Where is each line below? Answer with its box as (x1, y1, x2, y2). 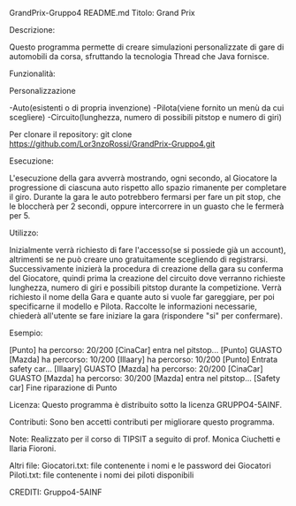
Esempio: (9, 327, 43, 338)
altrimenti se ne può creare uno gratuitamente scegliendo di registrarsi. (9, 254, 268, 264)
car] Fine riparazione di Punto (9, 382, 118, 393)
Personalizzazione (9, 86, 77, 96)
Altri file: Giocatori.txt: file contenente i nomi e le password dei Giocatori (9, 460, 271, 471)
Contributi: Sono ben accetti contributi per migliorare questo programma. (9, 417, 276, 427)
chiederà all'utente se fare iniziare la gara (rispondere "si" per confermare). (9, 310, 284, 321)
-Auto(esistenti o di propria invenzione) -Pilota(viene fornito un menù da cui (9, 103, 285, 113)
